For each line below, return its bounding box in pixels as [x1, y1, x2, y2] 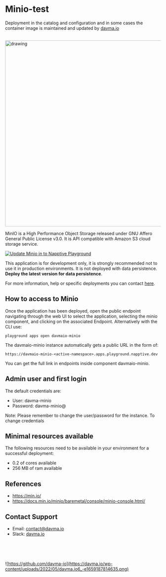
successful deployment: [5, 450, 54, 456]
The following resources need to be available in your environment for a [5, 445, 149, 451]
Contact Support [5, 513, 58, 521]
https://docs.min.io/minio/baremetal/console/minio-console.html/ [12, 498, 146, 504]
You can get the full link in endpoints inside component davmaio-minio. [5, 360, 150, 366]
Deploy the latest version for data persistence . [5, 270, 103, 276]
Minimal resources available [5, 432, 94, 440]
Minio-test [5, 3, 49, 15]
